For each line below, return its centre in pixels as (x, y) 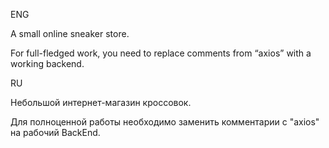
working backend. (47, 63)
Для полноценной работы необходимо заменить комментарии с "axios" (165, 122)
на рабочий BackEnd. (55, 132)
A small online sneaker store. (70, 33)
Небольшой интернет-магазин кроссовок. (101, 102)
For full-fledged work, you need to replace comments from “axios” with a (161, 53)
